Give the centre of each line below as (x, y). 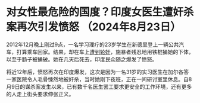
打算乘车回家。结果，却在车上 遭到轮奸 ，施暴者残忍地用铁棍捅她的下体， (105, 51)
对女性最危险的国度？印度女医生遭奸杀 (100, 12)
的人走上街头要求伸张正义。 (40, 94)
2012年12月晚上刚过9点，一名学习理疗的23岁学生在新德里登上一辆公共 (93, 44)
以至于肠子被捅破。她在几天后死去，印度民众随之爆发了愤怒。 (82, 59)
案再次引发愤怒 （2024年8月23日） (94, 27)
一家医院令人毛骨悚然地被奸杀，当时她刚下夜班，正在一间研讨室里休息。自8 (99, 79)
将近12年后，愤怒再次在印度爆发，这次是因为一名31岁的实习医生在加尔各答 (98, 72)
